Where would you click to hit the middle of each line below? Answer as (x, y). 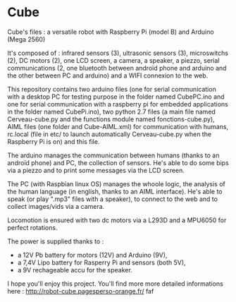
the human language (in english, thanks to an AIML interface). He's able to (115, 191)
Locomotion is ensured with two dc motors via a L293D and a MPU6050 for (117, 220)
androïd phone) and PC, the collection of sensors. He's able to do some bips (118, 162)
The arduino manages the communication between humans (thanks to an (113, 155)
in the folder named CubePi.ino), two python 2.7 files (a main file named (112, 111)
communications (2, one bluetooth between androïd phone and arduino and (117, 68)
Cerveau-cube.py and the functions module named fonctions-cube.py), (111, 119)
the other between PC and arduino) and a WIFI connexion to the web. (108, 75)
